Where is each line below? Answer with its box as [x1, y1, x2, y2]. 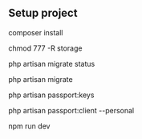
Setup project [8, 6, 78, 20]
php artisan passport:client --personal [8, 105, 135, 115]
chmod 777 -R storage [8, 43, 83, 53]
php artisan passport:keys [8, 90, 95, 100]
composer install [8, 27, 63, 37]
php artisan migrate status [8, 59, 95, 68]
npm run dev [8, 121, 51, 131]
